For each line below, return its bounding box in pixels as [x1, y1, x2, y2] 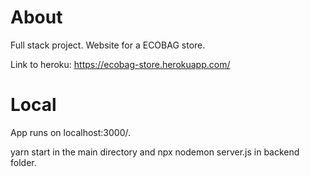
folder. [10, 156, 37, 168]
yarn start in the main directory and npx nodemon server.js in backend [10, 146, 300, 158]
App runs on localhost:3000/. [10, 126, 132, 138]
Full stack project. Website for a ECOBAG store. [10, 39, 206, 51]
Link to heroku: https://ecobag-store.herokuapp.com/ [10, 58, 231, 70]
